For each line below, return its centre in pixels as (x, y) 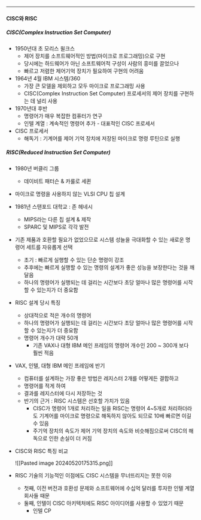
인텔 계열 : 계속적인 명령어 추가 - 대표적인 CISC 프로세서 (89, 123)
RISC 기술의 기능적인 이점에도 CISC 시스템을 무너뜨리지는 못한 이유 (93, 475)
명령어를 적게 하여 (45, 386)
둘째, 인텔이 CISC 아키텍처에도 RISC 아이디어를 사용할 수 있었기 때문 (104, 503)
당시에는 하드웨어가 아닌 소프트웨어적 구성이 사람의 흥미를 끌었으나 (101, 63)
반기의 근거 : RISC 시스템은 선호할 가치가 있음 (77, 401)
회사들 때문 (36, 495)
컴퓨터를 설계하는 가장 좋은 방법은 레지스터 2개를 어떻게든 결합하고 (101, 378)
